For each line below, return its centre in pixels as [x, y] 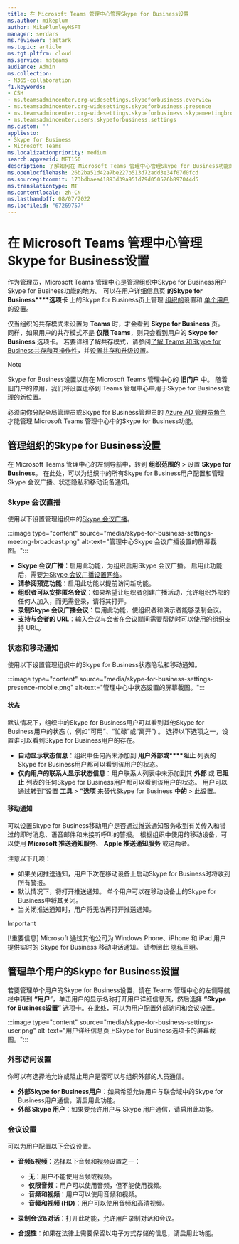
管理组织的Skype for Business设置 [84, 446]
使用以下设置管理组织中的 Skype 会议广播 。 [70, 519]
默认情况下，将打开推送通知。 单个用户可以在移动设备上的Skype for [117, 891]
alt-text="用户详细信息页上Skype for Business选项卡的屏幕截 [127, 1030]
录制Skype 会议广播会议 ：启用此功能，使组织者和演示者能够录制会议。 [122, 610]
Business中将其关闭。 [50, 900]
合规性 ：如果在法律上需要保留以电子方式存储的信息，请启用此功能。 [117, 1233]
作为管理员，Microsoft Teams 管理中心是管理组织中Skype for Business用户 [117, 282]
